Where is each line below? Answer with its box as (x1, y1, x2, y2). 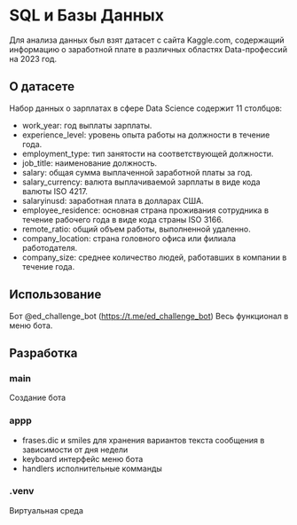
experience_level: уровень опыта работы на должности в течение (21, 129, 270, 140)
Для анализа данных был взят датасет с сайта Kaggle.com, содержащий (9, 35, 285, 45)
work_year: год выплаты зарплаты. (21, 120, 152, 130)
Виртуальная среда (9, 505, 84, 515)
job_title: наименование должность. (21, 157, 158, 168)
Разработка (9, 345, 78, 360)
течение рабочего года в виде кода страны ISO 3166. (21, 214, 224, 224)
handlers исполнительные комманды (21, 463, 162, 474)
